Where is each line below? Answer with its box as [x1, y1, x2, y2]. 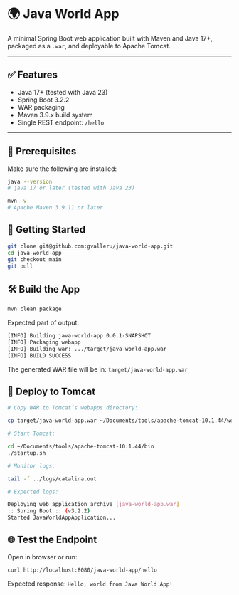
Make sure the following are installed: [7, 164, 117, 173]
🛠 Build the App [7, 283, 80, 295]
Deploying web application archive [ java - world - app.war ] [7, 501, 180, 508]
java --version [7, 178, 53, 185]
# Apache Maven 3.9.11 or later [7, 204, 103, 211]
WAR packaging [17, 102, 65, 111]
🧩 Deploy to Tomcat [7, 385, 96, 397]
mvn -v [7, 197, 27, 205]
